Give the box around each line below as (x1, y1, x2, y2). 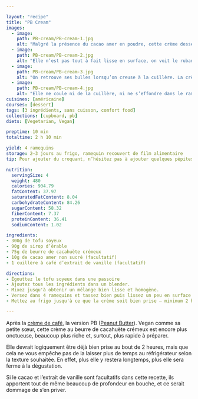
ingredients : (6, 232, 38, 238)
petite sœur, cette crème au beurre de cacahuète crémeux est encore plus (6, 326, 187, 333)
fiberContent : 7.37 (11, 210, 60, 216)
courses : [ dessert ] (6, 102, 54, 108)
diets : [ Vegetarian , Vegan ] (6, 118, 75, 124)
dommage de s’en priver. (6, 386, 67, 393)
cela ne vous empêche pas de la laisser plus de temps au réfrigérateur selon (6, 349, 192, 356)
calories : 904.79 (11, 183, 54, 189)
